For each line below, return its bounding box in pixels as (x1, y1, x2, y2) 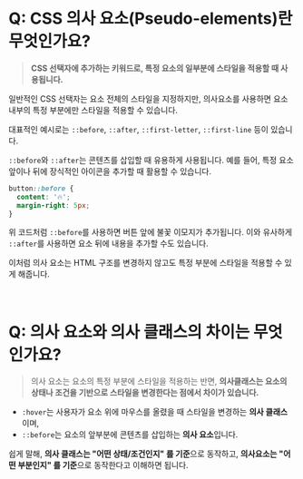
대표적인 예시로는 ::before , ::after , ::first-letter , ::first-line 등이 (8, 123, 269, 134)
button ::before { (8, 183, 74, 193)
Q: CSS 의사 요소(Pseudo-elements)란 (8, 8, 293, 29)
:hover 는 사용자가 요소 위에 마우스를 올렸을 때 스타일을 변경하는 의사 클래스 (21, 406, 288, 417)
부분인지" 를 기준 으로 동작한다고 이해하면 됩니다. (17, 460, 189, 471)
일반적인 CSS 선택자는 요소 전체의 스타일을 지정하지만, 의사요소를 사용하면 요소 (8, 93, 288, 104)
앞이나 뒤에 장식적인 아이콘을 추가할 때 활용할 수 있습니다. (8, 165, 212, 177)
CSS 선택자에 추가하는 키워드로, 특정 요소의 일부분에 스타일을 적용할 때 (30, 63, 279, 73)
